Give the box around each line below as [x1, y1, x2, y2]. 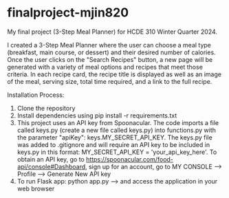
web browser [17, 184, 55, 192]
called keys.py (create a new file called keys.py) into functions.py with [17, 126, 217, 134]
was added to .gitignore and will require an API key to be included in [17, 140, 210, 148]
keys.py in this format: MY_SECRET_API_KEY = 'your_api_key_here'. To [17, 148, 217, 156]
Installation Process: [7, 91, 65, 99]
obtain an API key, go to [17, 155, 85, 163]
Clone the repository [17, 104, 76, 112]
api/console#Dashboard [17, 162, 86, 170]
